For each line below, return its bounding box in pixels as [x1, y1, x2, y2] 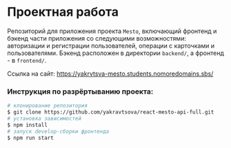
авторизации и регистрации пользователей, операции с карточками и [7, 41, 215, 50]
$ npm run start [7, 134, 54, 141]
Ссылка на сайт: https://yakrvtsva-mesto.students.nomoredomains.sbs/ [7, 70, 214, 78]
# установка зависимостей [7, 115, 81, 122]
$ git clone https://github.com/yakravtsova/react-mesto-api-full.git [7, 109, 214, 116]
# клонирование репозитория [7, 103, 88, 109]
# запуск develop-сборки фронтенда [7, 128, 110, 135]
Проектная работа [7, 4, 119, 20]
